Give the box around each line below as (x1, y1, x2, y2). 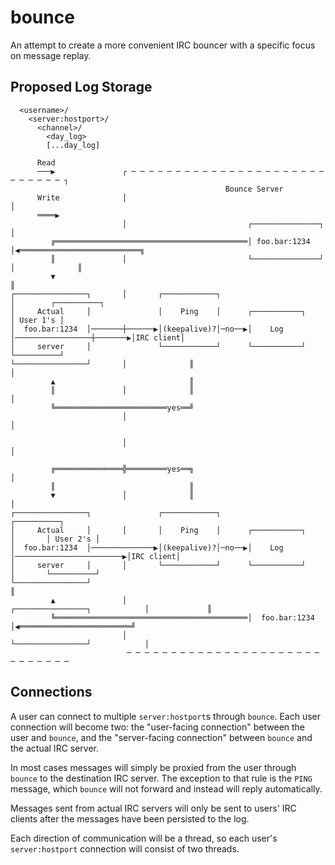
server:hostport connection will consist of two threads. (10, 842, 240, 855)
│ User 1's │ (10, 315, 65, 325)
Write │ (36, 192, 128, 203)
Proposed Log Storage (10, 79, 153, 96)
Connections (10, 684, 93, 701)
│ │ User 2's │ (10, 534, 101, 544)
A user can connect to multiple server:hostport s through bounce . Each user (10, 710, 322, 722)
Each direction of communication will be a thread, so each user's (10, 832, 278, 844)
